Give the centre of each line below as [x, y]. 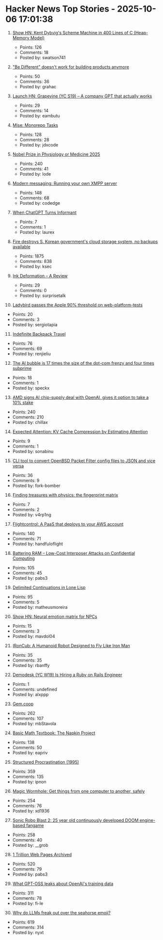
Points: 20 [22, 314]
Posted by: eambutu [40, 115]
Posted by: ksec [36, 266]
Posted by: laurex [37, 232]
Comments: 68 [35, 198]
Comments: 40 [27, 840]
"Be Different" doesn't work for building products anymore [71, 67]
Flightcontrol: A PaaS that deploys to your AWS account [68, 524]
